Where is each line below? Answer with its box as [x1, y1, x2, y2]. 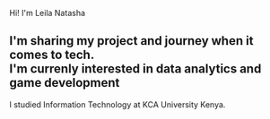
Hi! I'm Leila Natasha [9, 8, 86, 18]
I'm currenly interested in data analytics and [9, 62, 262, 77]
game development [9, 75, 120, 90]
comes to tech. [9, 47, 95, 63]
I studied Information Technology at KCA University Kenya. [9, 98, 226, 110]
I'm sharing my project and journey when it [9, 33, 254, 48]
